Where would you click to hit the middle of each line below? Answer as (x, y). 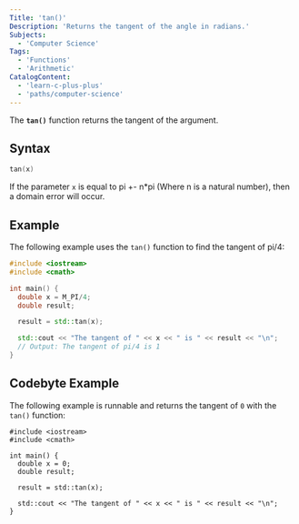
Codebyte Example (65, 383)
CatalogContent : (40, 77)
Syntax (30, 148)
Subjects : (28, 35)
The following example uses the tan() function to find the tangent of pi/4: (147, 247)
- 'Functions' (44, 60)
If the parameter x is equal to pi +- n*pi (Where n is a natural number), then (150, 186)
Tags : (20, 52)
